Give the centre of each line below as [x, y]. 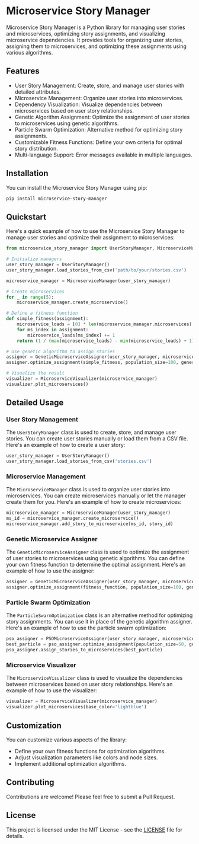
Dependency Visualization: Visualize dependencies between [89, 104]
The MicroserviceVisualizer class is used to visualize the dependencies [94, 678]
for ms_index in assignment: [53, 330]
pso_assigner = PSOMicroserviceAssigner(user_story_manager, [83, 639]
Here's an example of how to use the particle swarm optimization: [86, 628]
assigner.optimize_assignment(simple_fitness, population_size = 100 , [92, 363]
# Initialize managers [34, 259]
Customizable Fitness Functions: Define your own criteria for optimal [98, 142]
